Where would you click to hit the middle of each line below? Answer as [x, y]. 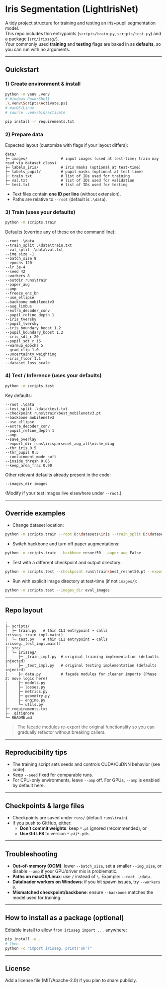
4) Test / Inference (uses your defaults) [53, 376]
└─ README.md [19, 717]
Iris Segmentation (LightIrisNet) [72, 9]
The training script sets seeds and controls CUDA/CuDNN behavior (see [86, 764]
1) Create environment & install [43, 84]
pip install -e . [23, 939]
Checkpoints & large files [45, 806]
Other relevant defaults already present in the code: [58, 475]
